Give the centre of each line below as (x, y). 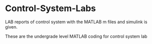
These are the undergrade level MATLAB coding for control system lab (76, 36)
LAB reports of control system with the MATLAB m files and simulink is (76, 22)
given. (12, 27)
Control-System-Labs (51, 8)
